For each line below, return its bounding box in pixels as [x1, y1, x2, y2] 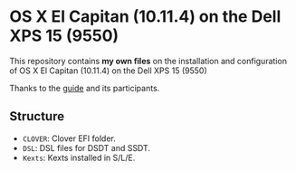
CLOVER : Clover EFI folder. [22, 133, 116, 144]
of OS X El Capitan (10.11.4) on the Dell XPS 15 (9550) [9, 65, 207, 76]
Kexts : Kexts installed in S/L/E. [22, 152, 136, 163]
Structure [9, 109, 65, 124]
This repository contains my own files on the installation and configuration [9, 55, 288, 66]
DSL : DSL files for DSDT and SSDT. [22, 142, 151, 153]
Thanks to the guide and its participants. [9, 82, 160, 93]
